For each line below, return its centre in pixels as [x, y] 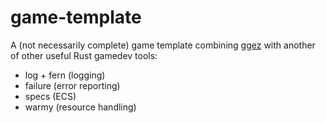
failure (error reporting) [72, 85]
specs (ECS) [50, 96]
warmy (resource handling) [80, 107]
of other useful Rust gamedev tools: [84, 55]
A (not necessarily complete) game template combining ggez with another [163, 45]
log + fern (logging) [65, 75]
